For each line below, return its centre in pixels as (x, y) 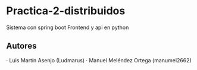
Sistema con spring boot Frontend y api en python (68, 27)
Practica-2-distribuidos (66, 11)
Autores (21, 46)
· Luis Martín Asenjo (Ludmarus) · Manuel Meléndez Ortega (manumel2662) (99, 60)
